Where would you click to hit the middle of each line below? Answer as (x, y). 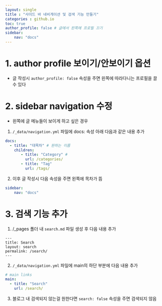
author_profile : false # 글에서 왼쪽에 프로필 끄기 (54, 28)
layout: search (21, 247)
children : (24, 150)
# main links (19, 275)
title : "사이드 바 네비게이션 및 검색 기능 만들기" (52, 14)
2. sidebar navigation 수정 (59, 106)
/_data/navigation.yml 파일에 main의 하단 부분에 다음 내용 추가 (75, 265)
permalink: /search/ (27, 251)
